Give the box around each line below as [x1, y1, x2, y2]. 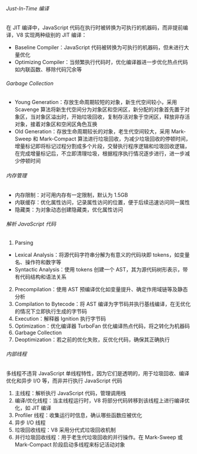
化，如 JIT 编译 [14, 405, 52, 412]
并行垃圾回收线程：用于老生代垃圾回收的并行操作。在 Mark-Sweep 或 [14, 434, 183, 441]
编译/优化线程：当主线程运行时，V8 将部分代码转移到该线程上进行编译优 [14, 397, 190, 404]
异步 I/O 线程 [14, 419, 46, 426]
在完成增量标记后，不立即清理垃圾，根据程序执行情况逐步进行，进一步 [14, 150, 185, 157]
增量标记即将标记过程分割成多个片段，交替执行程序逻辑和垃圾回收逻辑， [14, 143, 190, 150]
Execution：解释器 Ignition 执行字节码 [14, 315, 106, 322]
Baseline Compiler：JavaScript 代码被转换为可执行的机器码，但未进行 [14, 44, 184, 51]
